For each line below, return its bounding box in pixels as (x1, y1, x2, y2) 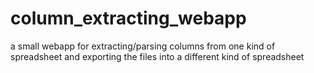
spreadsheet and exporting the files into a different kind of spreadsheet (10, 50, 305, 62)
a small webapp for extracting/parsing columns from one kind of (10, 40, 276, 52)
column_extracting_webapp (10, 7, 247, 30)
